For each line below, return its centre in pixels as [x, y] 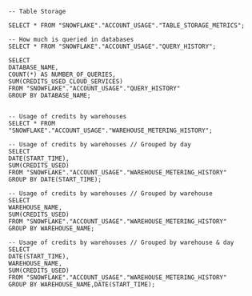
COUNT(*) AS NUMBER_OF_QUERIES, [62, 74]
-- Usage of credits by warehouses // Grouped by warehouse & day [121, 242]
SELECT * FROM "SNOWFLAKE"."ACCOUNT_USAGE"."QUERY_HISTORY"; [112, 46]
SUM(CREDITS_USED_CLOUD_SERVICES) [66, 82]
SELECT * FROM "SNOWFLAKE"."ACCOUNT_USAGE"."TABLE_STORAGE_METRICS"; [127, 26]
